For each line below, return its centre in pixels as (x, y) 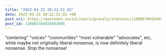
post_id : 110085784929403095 (35, 24)
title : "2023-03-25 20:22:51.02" (40, 10)
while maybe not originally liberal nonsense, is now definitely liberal (74, 43)
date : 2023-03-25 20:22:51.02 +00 (41, 14)
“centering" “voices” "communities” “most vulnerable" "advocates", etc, (78, 38)
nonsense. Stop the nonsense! (36, 48)
